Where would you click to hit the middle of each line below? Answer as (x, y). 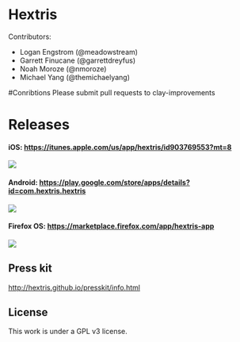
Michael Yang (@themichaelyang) (75, 77)
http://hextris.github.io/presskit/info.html (74, 287)
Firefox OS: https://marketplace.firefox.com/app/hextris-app (111, 226)
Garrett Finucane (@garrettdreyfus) (78, 60)
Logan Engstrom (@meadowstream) (79, 52)
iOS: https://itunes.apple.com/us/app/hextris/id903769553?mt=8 (120, 147)
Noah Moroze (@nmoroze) (63, 68)
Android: (23, 182)
